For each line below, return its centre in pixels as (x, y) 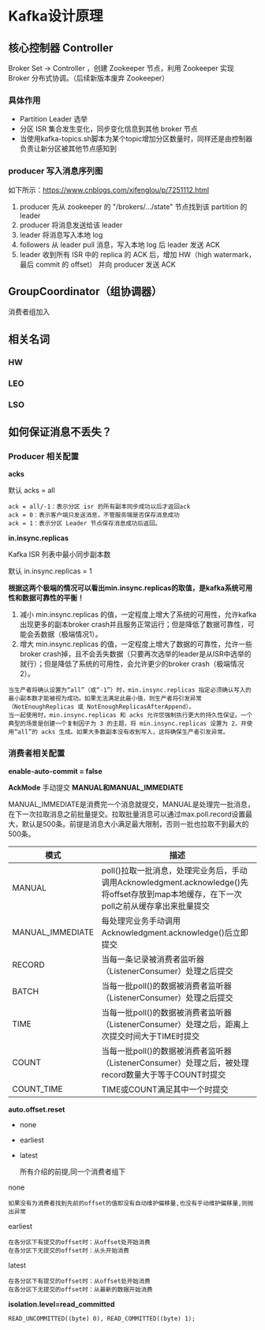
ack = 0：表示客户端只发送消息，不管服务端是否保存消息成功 (94, 515)
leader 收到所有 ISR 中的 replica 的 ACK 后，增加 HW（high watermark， (138, 254)
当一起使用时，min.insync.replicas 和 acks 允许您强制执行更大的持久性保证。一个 (131, 715)
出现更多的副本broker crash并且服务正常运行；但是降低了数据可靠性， (134, 625)
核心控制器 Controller (61, 48)
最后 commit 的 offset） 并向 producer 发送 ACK (97, 264)
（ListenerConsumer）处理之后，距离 (171, 1024)
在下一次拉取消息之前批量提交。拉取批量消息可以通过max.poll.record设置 (127, 814)
